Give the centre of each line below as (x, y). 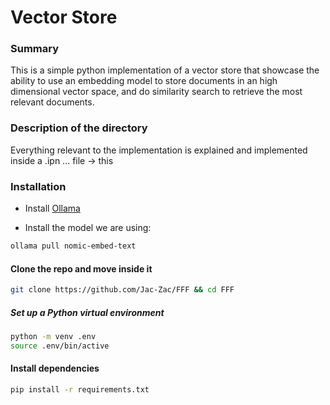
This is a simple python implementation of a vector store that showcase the (165, 70)
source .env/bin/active (60, 346)
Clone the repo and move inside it (81, 268)
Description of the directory (79, 128)
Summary (35, 49)
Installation (38, 186)
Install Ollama (52, 208)
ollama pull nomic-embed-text (73, 246)
